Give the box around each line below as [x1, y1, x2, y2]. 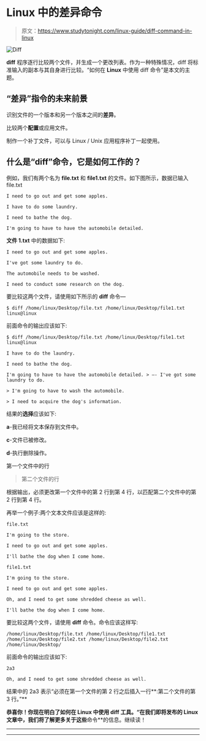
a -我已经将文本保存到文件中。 [6, 423, 82, 430]
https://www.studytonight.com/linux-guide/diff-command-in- [37, 27, 193, 34]
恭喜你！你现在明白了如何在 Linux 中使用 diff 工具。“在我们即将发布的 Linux [6, 708, 198, 715]
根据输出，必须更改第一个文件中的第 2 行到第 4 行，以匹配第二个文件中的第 [6, 488, 197, 496]
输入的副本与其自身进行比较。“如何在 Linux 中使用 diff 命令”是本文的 [11, 66, 185, 74]
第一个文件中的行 [6, 462, 50, 469]
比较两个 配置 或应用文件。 [6, 124, 71, 131]
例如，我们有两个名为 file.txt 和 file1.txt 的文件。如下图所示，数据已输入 [6, 174, 189, 182]
